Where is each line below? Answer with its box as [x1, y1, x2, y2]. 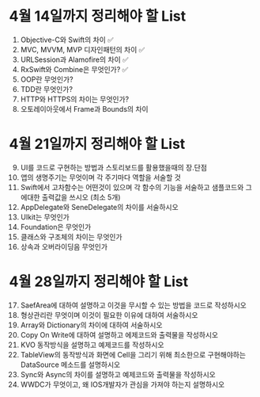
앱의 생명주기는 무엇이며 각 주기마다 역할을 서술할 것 [20, 172, 181, 182]
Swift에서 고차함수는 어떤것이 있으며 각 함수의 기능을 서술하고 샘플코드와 [20, 182, 244, 192]
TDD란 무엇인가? [20, 84, 73, 94]
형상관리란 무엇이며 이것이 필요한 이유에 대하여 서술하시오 [20, 310, 198, 319]
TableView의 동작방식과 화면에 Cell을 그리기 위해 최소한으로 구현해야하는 [20, 349, 247, 359]
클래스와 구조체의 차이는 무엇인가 [20, 231, 122, 242]
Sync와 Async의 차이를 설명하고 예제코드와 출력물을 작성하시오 [20, 369, 216, 379]
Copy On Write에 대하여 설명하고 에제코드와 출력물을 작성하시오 [20, 330, 219, 339]
